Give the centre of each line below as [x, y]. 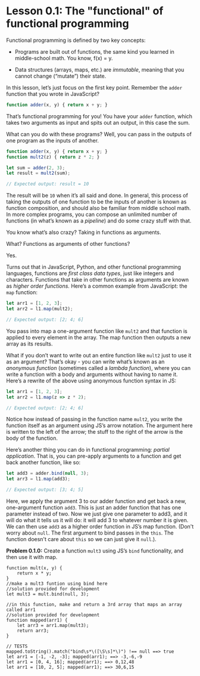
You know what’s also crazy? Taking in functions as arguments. [84, 232]
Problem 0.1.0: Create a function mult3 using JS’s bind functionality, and [95, 551]
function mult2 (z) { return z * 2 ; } [53, 157]
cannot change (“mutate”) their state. [60, 76]
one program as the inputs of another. [53, 140]
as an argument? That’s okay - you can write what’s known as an [85, 362]
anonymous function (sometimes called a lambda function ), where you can [99, 368]
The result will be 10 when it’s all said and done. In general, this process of [97, 196]
